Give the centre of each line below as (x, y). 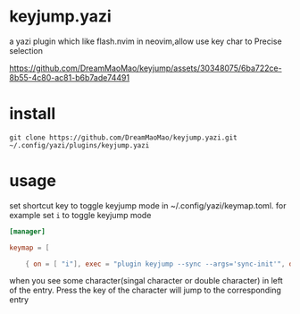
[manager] (28, 231)
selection (26, 50)
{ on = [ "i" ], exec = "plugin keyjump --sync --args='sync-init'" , (155, 264)
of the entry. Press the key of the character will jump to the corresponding (145, 290)
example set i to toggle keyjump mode (80, 215)
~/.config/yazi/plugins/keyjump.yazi (79, 145)
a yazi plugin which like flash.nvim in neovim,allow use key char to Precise (146, 41)
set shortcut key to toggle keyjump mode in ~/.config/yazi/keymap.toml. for (148, 205)
